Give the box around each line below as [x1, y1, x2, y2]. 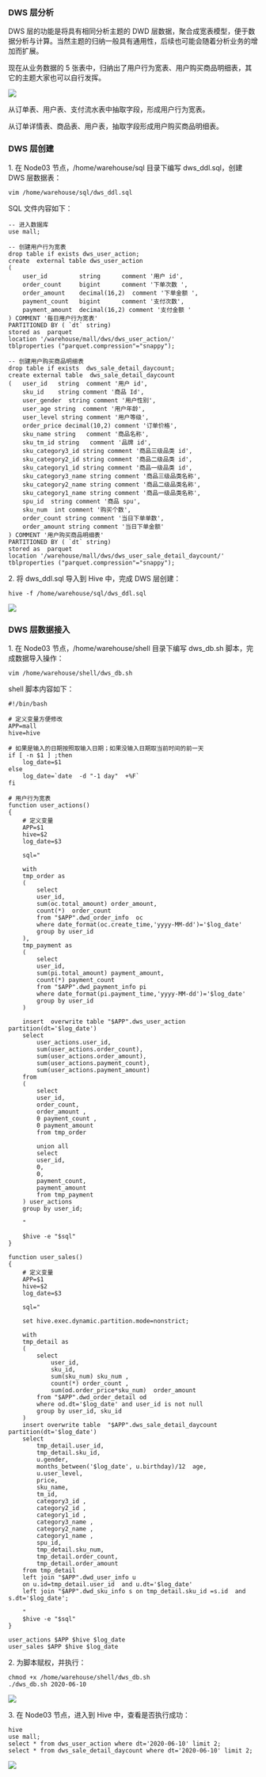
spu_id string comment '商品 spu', [22, 497, 141, 505]
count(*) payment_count [36, 976, 115, 984]
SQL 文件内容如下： [8, 204, 73, 213]
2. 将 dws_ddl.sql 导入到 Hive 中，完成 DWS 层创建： [8, 573, 181, 583]
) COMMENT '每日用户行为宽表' [8, 314, 99, 322]
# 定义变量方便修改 [8, 715, 63, 723]
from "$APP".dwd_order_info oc [36, 913, 144, 922]
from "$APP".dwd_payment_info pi [36, 983, 147, 991]
